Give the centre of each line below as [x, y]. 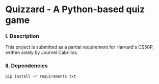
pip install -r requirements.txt [41, 76]
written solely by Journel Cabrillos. [42, 52]
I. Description [22, 36]
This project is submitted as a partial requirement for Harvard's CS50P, [80, 47]
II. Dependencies [27, 66]
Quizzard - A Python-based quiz [75, 9]
